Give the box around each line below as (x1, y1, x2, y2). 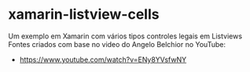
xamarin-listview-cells (8, 5, 160, 23)
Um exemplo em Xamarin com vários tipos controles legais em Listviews (8, 31, 242, 41)
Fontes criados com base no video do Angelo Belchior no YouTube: (8, 39, 226, 49)
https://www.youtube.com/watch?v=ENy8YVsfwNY (19, 55, 187, 64)
